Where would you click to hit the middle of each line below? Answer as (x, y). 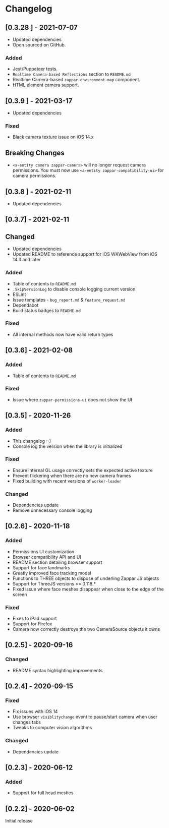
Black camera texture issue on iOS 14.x (53, 137)
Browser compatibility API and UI (47, 557)
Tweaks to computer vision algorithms (52, 728)
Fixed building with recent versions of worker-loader (67, 481)
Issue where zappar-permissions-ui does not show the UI (72, 399)
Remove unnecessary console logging (52, 510)
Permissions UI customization (43, 551)
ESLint (19, 294)
